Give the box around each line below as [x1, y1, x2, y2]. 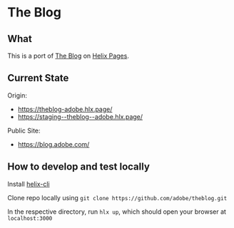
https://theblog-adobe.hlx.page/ [17, 105, 113, 113]
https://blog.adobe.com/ [17, 140, 90, 148]
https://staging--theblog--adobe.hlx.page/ [17, 112, 143, 121]
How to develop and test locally [7, 161, 150, 173]
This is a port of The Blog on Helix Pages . [7, 51, 130, 60]
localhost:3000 [7, 214, 53, 222]
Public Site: [7, 126, 41, 135]
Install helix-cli [7, 180, 50, 188]
